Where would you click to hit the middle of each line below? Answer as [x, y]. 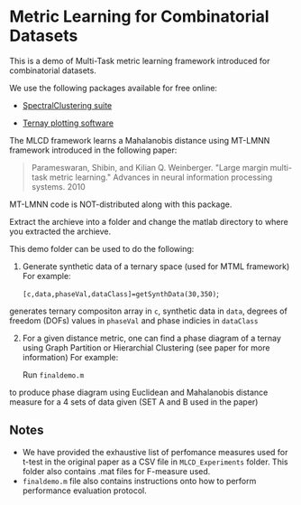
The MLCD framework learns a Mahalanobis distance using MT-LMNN [140, 140]
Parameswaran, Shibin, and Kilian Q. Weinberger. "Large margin [150, 167]
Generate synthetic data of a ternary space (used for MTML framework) [156, 266]
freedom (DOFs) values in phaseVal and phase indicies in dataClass [134, 320]
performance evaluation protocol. [84, 491]
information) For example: [70, 357]
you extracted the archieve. [60, 231]
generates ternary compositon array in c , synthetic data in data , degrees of [149, 311]
